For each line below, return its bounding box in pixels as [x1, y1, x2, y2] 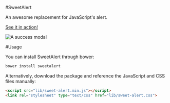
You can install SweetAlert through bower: [5, 54, 95, 60]
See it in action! [5, 24, 39, 30]
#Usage [5, 44, 22, 50]
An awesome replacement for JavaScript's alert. [5, 14, 108, 20]
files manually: [5, 78, 36, 84]
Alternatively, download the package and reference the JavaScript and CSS [5, 72, 165, 79]
